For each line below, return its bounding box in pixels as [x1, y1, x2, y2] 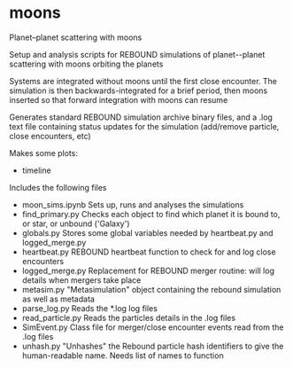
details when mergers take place [21, 274, 142, 286]
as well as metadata [21, 294, 96, 304]
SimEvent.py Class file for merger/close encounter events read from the [21, 322, 284, 333]
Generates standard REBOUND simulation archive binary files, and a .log [9, 112, 273, 122]
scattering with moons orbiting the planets [9, 59, 164, 69]
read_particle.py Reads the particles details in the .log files [21, 312, 236, 323]
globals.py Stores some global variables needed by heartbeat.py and [21, 227, 274, 238]
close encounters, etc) [9, 130, 91, 141]
